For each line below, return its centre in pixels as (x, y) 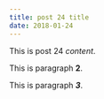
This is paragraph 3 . (46, 85)
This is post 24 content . (52, 50)
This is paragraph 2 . (46, 68)
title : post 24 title (49, 17)
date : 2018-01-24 (41, 26)
